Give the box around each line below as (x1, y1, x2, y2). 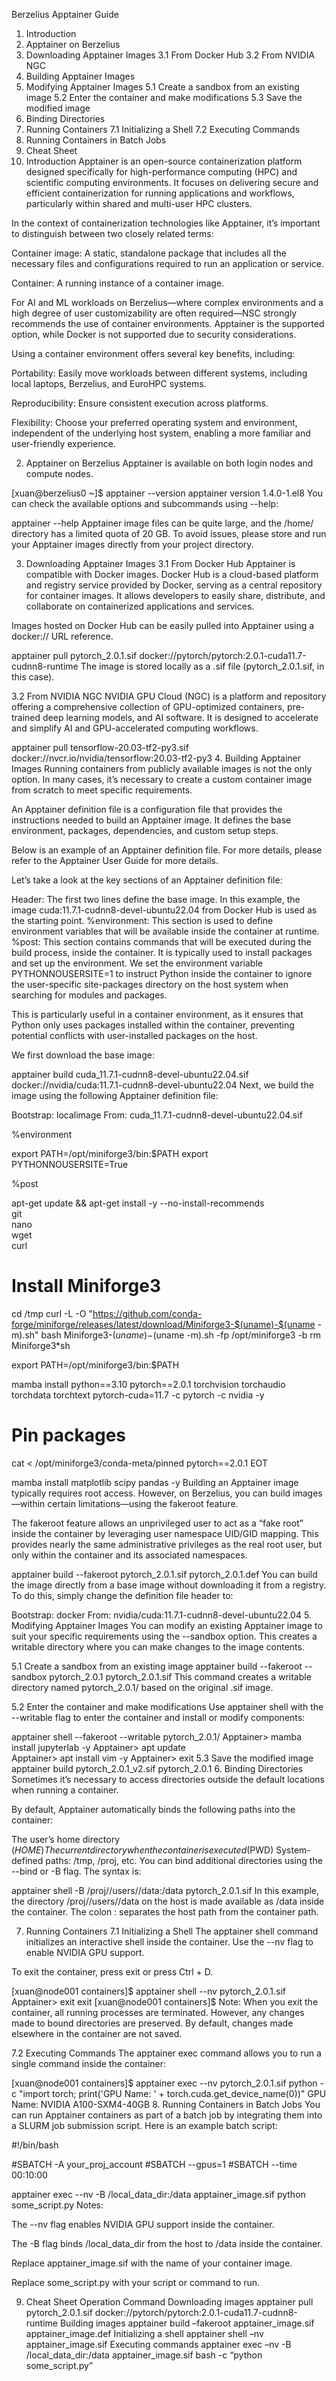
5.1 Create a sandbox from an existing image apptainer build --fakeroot (11, 1660, 303, 1672)
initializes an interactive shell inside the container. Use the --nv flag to (25, 1935, 314, 1948)
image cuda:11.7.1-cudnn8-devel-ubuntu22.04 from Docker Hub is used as (11, 904, 318, 916)
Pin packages (11, 1424, 126, 1447)
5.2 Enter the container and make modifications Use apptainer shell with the (11, 1700, 324, 1713)
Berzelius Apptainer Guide (11, 9, 119, 20)
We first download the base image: (11, 1049, 155, 1061)
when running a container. (11, 1784, 119, 1796)
